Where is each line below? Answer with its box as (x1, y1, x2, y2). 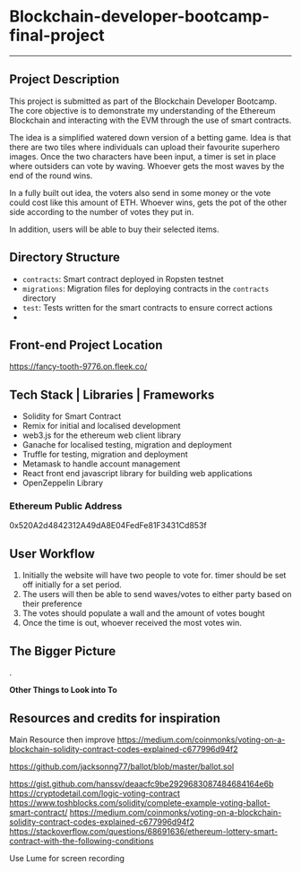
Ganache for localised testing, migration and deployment (21, 440, 232, 450)
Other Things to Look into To (9, 685, 118, 696)
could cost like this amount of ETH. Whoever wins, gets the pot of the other (9, 197, 288, 208)
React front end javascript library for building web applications (21, 468, 253, 479)
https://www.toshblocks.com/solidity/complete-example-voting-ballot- (9, 797, 271, 808)
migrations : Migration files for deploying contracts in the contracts (21, 283, 270, 294)
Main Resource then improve (9, 734, 116, 745)
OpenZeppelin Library (21, 477, 104, 489)
